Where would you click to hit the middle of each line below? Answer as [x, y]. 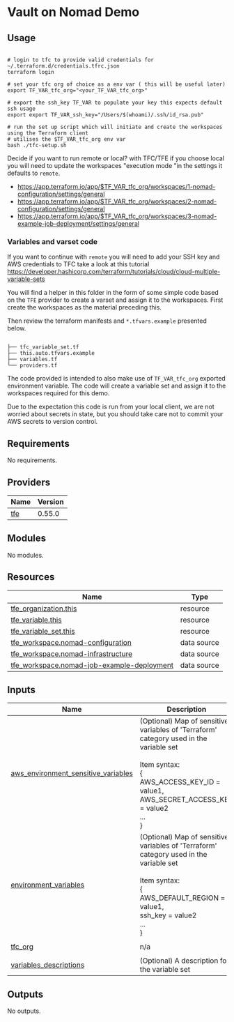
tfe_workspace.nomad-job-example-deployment [92, 665]
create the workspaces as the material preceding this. [85, 307]
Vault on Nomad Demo [73, 12]
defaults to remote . [34, 173]
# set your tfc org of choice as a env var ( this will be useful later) [117, 84]
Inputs [22, 690]
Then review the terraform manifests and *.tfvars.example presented [107, 321]
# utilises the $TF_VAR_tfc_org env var [67, 139]
